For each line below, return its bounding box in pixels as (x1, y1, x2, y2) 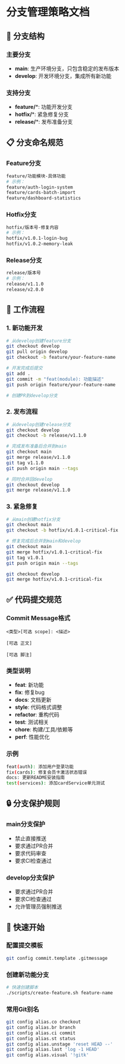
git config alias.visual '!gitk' (6, 1052, 89, 1058)
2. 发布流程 (6, 408, 38, 416)
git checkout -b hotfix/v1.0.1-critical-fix (6, 527, 118, 533)
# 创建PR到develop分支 (6, 392, 58, 399)
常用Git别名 (6, 1005, 40, 1013)
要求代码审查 (14, 849, 46, 857)
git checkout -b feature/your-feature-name (6, 355, 116, 361)
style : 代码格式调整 (14, 703, 62, 711)
